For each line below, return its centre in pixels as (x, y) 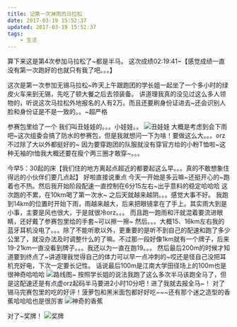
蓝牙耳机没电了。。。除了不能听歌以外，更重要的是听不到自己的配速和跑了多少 (119, 230)
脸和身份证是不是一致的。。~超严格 (58, 112)
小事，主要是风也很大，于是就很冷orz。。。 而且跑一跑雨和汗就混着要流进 (112, 212)
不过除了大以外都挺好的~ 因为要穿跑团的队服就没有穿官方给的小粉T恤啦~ (114, 144)
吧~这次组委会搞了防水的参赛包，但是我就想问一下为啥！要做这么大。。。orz (116, 136)
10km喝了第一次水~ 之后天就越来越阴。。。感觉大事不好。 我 (137, 195)
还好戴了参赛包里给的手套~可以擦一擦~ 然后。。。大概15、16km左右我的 (122, 222)
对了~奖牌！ (25, 316)
